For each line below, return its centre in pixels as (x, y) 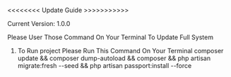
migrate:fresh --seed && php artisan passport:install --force (105, 65)
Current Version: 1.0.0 (39, 23)
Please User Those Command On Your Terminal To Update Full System (111, 37)
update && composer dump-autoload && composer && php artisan (114, 58)
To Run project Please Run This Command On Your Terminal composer (120, 51)
